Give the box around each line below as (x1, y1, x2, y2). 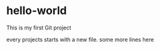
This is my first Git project (6, 24, 72, 31)
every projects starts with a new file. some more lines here (6, 36, 154, 43)
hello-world (6, 4, 67, 18)
